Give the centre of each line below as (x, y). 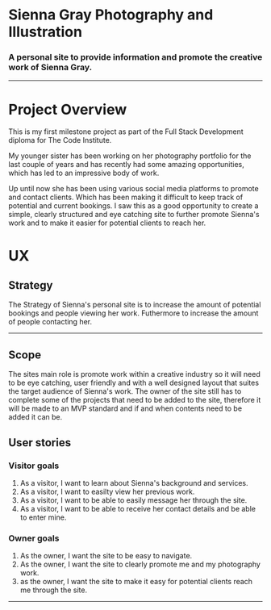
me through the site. (53, 590)
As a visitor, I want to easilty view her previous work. (107, 491)
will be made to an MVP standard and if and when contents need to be (125, 408)
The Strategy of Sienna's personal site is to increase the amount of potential (135, 305)
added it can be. (35, 417)
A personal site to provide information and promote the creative (135, 57)
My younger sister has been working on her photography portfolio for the (130, 156)
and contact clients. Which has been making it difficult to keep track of (126, 197)
